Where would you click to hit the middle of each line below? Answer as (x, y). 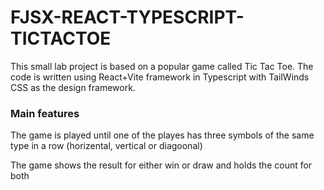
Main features (45, 113)
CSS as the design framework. (73, 87)
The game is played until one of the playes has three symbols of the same (162, 135)
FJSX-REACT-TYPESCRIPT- (127, 17)
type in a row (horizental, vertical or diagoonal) (106, 146)
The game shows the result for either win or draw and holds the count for (161, 165)
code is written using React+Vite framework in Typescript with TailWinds (160, 77)
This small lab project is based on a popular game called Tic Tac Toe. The (162, 66)
